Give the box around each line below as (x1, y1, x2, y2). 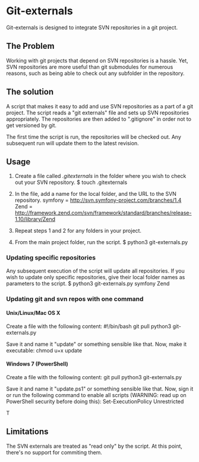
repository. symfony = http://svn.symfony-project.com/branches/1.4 (14, 196, 182, 204)
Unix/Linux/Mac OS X (6, 310, 61, 317)
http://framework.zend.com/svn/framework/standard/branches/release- (14, 210, 192, 217)
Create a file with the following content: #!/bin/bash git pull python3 (6, 323, 172, 330)
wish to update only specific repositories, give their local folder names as (6, 273, 185, 280)
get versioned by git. (6, 121, 57, 129)
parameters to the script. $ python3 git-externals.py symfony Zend (6, 280, 170, 287)
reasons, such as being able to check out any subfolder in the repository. (6, 70, 185, 77)
